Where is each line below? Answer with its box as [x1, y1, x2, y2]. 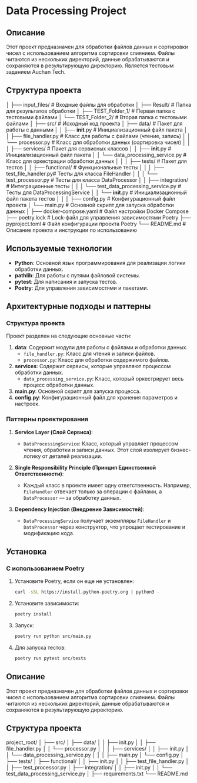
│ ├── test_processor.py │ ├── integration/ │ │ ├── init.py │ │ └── [6, 764, 172, 771]
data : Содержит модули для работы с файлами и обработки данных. [14, 344, 188, 351]
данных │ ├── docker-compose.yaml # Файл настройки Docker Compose [6, 208, 189, 215]
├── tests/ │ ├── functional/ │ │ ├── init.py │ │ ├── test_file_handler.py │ [6, 758, 189, 765]
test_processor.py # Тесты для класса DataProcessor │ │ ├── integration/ [6, 176, 189, 184]
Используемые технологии [6, 244, 112, 254]
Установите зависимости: [14, 600, 79, 607]
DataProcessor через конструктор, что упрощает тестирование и [23, 523, 186, 530]
